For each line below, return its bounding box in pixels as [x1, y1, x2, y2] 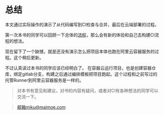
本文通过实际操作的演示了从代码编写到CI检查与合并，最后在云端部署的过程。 [5, 22, 159, 27]
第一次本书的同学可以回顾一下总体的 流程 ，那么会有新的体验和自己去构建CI [5, 32, 155, 38]
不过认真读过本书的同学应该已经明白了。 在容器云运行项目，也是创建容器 [5, 65, 152, 71]
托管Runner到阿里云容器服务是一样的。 [5, 77, 84, 83]
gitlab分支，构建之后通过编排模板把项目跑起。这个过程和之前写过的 [21, 71, 158, 77]
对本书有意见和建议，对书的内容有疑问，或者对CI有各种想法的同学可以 [17, 88, 159, 93]
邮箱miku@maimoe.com [17, 104, 66, 110]
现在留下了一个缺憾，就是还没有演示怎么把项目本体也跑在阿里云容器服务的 [5, 48, 155, 54]
